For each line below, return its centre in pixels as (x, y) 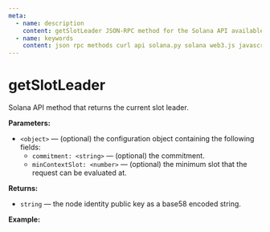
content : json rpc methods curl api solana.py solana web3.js (129, 46)
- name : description (50, 23)
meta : (17, 16)
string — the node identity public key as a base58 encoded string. (130, 204)
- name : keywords (45, 38)
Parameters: (29, 123)
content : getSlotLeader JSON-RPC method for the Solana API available (143, 31)
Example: (25, 220)
